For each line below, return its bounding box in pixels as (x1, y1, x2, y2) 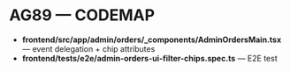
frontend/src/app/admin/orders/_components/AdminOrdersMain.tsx (21, 34, 282, 45)
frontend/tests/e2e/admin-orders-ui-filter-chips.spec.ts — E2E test (21, 53, 278, 63)
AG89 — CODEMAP (9, 5, 156, 25)
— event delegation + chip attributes (21, 43, 156, 54)
